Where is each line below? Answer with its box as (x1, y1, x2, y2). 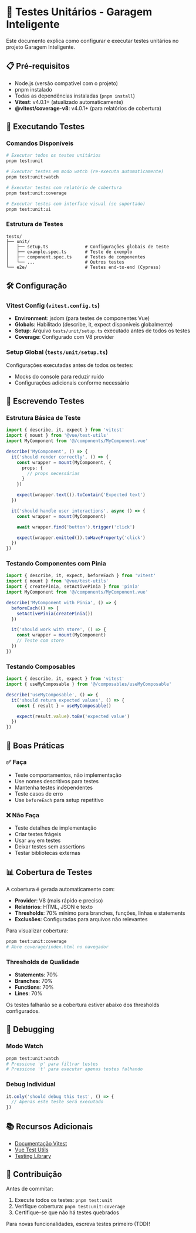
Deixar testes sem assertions (14, 843, 85, 850)
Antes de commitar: (6, 1185, 54, 1192)
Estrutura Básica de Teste (6, 414, 81, 422)
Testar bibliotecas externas (14, 850, 81, 857)
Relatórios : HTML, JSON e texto (14, 903, 93, 910)
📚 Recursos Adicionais (6, 1121, 93, 1131)
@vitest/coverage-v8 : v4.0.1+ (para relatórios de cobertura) (14, 105, 162, 112)
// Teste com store (16, 638, 65, 644)
